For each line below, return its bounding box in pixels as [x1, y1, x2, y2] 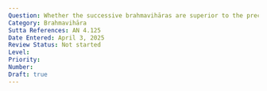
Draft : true [8, 70, 48, 78]
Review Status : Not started [8, 41, 102, 49]
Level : [8, 48, 30, 56]
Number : [8, 63, 34, 71]
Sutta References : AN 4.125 [8, 26, 102, 34]
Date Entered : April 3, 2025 [8, 33, 105, 42]
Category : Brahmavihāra [8, 19, 87, 27]
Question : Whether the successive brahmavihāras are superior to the [8, 11, 244, 20]
